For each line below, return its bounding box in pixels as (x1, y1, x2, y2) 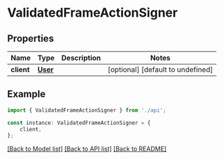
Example (7, 88, 46, 100)
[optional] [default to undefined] (107, 65, 214, 74)
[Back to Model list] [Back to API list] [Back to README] (7, 144, 167, 153)
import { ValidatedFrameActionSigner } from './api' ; (7, 106, 167, 114)
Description (61, 53, 101, 62)
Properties (7, 33, 54, 44)
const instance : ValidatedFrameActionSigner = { (7, 119, 151, 126)
